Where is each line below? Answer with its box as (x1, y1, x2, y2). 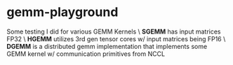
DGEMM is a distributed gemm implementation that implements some (6, 42, 208, 50)
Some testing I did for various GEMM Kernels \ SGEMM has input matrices (6, 27, 221, 36)
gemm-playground (6, 4, 119, 20)
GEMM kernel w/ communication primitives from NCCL (6, 50, 166, 58)
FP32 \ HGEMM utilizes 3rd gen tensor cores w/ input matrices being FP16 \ (6, 34, 226, 43)
